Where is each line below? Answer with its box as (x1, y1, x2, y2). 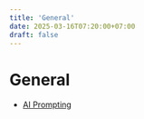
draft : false (9, 30, 59, 39)
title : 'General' (9, 13, 75, 23)
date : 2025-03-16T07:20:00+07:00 (9, 22, 136, 31)
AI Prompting (22, 99, 72, 110)
